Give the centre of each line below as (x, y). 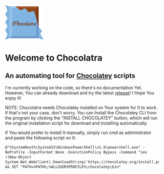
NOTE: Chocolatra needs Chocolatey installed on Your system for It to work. (81, 108)
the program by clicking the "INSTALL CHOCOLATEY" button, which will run (81, 118)
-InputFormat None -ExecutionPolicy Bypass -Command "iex (87, 152)
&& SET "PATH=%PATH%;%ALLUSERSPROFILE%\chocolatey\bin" (63, 167)
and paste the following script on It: (41, 138)
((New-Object (18, 157)
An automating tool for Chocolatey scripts (70, 76)
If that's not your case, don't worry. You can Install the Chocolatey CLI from (81, 112)
